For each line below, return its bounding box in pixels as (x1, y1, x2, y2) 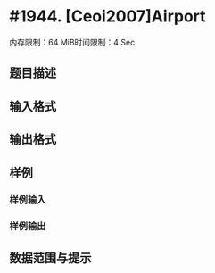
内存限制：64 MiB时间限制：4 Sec (9, 37, 136, 47)
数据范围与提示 (9, 250, 92, 265)
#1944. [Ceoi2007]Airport (9, 6, 207, 27)
